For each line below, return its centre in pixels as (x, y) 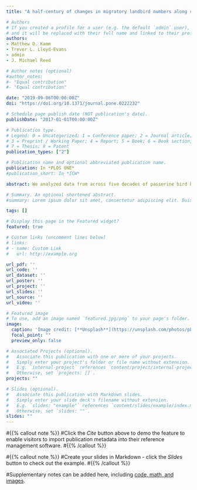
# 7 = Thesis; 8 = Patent (38, 147)
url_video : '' (23, 303)
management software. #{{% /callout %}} (56, 446)
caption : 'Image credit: (42, 330)
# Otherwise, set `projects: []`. (51, 373)
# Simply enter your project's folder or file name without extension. (98, 362)
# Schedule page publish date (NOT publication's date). (77, 114)
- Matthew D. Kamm (28, 44)
